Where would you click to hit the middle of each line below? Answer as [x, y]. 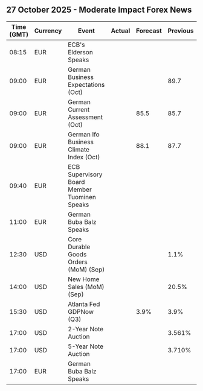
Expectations [86, 84]
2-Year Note [85, 329]
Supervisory [85, 174]
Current [79, 109]
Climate [78, 149]
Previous [181, 31]
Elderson [80, 52]
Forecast [149, 31]
